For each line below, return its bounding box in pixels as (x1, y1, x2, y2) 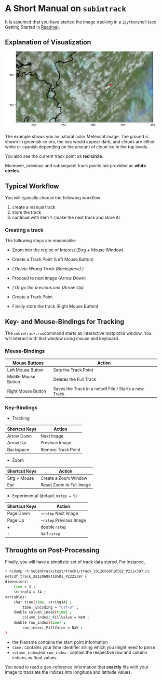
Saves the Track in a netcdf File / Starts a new (53, 386, 144, 391)
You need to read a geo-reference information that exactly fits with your (5, 664, 148, 670)
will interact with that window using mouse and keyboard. (5, 336, 120, 341)
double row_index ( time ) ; (13, 620, 66, 625)
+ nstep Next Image (40, 510, 79, 517)
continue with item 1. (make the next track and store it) (12, 214, 121, 220)
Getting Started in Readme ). (5, 24, 60, 30)
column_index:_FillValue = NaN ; (22, 615, 90, 620)
